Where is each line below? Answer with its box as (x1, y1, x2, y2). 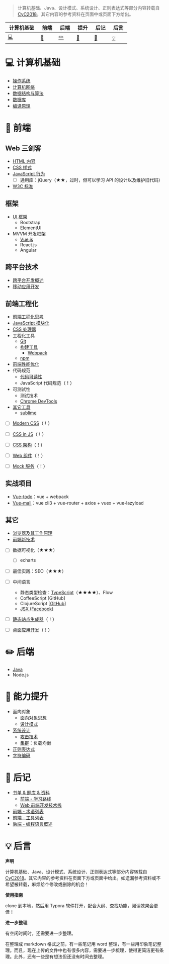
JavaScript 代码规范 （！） (20, 380, 74, 386)
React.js (20, 241, 37, 248)
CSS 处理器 (12, 326, 36, 332)
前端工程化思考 (12, 314, 44, 320)
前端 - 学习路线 (20, 796, 51, 802)
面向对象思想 (20, 715, 47, 721)
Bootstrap (20, 219, 41, 225)
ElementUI (20, 225, 42, 231)
